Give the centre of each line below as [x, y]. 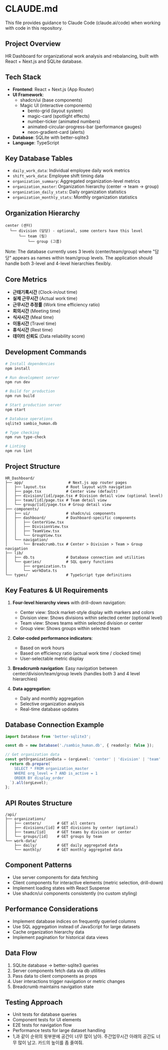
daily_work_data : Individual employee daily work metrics [71, 170]
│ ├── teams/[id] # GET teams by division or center [68, 832]
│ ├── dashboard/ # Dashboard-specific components [71, 518]
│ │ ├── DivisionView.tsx [37, 527]
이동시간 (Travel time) [34, 323]
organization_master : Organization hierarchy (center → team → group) [86, 187]
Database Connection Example [55, 725]
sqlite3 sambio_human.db [31, 423]
